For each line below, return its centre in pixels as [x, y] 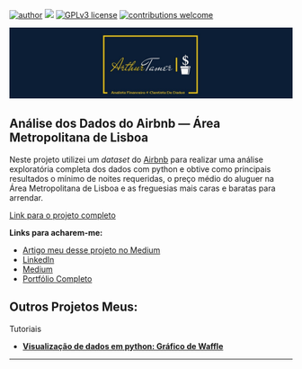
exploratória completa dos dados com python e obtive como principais [140, 169]
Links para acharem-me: [56, 232]
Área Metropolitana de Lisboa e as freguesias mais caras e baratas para [142, 188]
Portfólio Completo [57, 278]
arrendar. [26, 197]
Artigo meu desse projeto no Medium [91, 250]
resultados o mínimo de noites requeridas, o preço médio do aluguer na [142, 178]
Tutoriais [26, 328]
